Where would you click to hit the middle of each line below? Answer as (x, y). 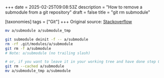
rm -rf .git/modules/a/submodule (39, 44)
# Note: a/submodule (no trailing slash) (48, 53)
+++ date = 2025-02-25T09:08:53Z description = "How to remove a (74, 7)
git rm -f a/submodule (28, 48)
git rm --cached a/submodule (35, 66)
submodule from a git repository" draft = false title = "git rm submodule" (78, 12)
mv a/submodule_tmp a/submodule (38, 71)
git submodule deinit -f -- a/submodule (47, 39)
